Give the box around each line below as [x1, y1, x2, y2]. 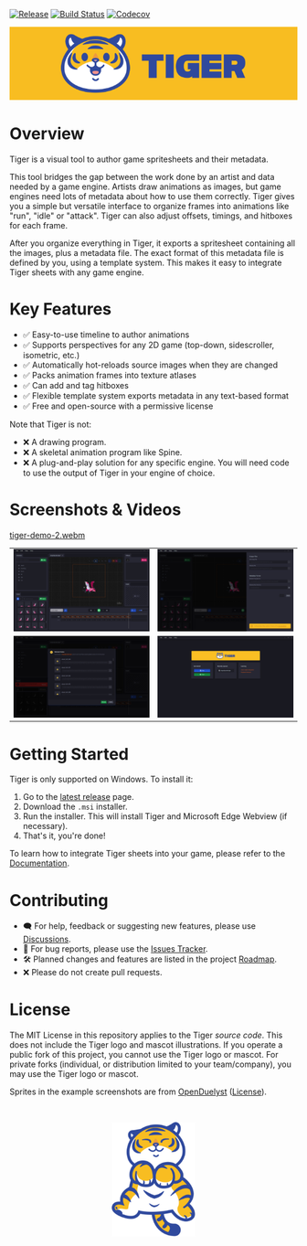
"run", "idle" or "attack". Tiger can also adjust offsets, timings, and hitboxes [9, 210, 293, 221]
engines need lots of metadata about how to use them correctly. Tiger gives [9, 190, 295, 201]
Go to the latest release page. [22, 792, 134, 803]
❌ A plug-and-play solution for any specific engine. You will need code [22, 457, 290, 468]
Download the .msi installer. [22, 801, 128, 813]
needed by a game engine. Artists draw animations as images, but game [9, 181, 281, 192]
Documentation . [9, 857, 70, 868]
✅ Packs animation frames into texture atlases [22, 369, 196, 380]
